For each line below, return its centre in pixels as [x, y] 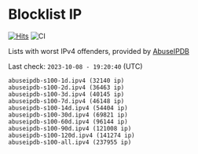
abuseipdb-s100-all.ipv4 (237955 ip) [70, 142]
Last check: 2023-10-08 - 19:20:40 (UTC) [75, 66]
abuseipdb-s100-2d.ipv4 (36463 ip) [66, 88]
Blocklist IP [45, 14]
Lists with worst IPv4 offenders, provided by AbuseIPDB [99, 51]
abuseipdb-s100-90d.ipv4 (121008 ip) [70, 128]
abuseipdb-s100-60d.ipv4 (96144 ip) [68, 122]
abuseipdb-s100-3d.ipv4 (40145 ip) [66, 94]
